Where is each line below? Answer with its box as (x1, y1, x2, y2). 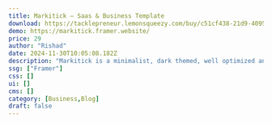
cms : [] (8, 87, 35, 95)
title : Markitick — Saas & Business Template (8, 11, 164, 20)
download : (8, 19, 42, 28)
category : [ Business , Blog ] (8, 95, 100, 103)
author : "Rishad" (8, 42, 67, 50)
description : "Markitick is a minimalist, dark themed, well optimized (8, 57, 255, 66)
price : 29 (8, 34, 42, 43)
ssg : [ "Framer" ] (8, 65, 63, 73)
